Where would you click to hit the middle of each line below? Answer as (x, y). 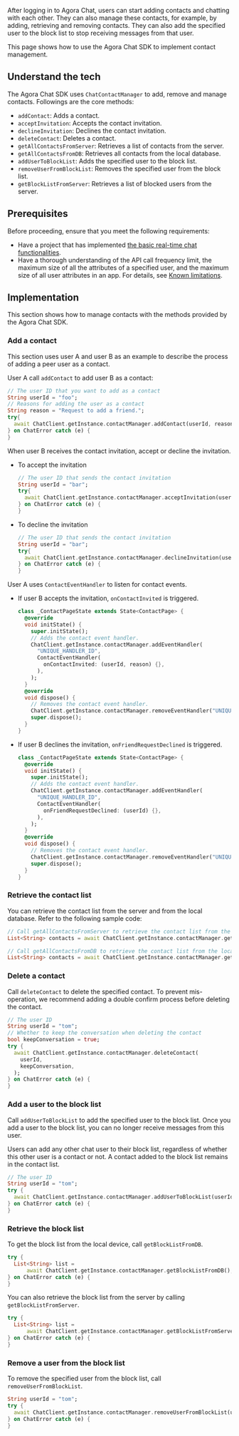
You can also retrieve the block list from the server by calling (96, 1298)
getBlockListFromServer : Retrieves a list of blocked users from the (115, 183)
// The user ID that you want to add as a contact (84, 391)
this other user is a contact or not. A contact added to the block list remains (118, 1156)
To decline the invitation (53, 525)
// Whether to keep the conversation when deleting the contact (105, 1033)
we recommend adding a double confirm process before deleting (134, 999)
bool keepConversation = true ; (54, 1040)
